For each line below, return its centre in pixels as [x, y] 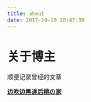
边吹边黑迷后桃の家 [34, 92]
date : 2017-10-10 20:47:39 [46, 20]
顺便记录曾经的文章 [34, 77]
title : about [26, 14]
